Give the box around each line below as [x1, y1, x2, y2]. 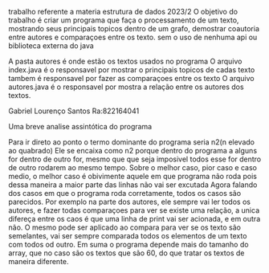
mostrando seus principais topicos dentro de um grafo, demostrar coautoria [8, 24, 259, 33]
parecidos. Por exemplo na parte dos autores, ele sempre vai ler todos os [8, 197, 251, 206]
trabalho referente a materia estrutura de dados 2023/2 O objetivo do [8, 7, 238, 16]
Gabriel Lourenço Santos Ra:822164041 [8, 106, 140, 116]
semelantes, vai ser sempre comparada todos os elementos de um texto [8, 231, 247, 240]
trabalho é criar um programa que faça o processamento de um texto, [8, 15, 239, 25]
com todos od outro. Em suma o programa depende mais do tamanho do [8, 240, 249, 249]
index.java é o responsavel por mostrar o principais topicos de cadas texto [8, 65, 255, 75]
